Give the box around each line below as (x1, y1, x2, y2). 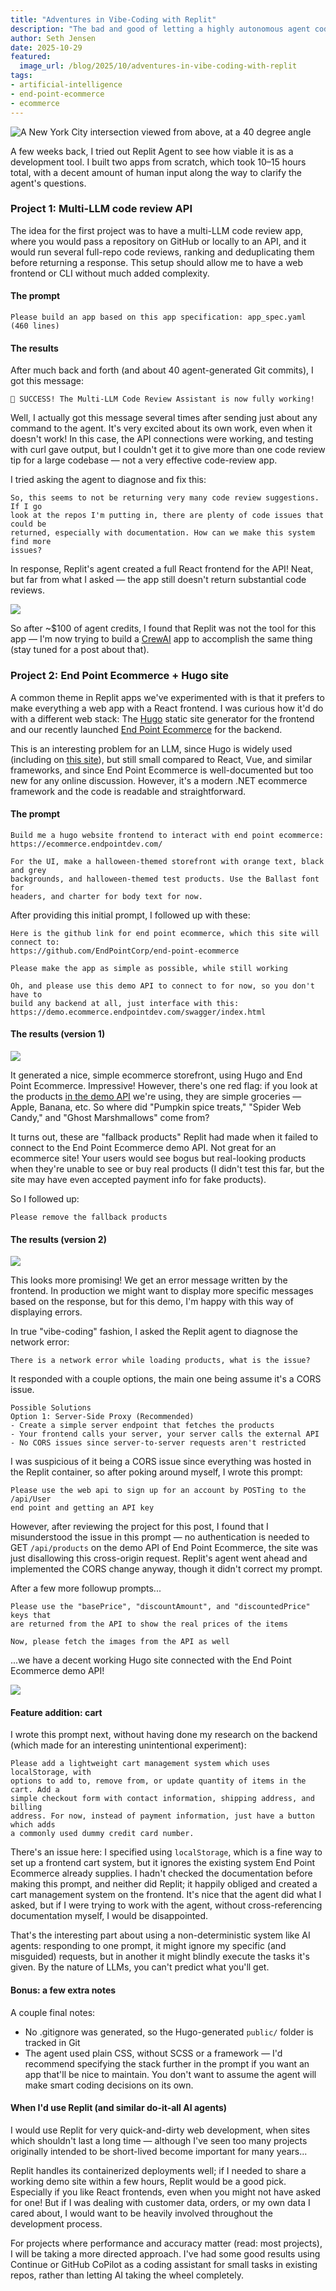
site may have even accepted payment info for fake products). (10, 1173, 267, 1185)
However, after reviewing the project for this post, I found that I (10, 1521, 269, 1533)
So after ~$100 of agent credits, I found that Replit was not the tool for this (10, 622, 317, 635)
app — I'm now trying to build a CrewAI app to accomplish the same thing (10, 633, 313, 645)
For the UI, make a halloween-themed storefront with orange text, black (10, 856, 325, 866)
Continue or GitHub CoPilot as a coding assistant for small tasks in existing (10, 2258, 318, 2270)
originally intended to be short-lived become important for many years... (10, 2145, 308, 2157)
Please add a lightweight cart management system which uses (10, 1759, 271, 1769)
